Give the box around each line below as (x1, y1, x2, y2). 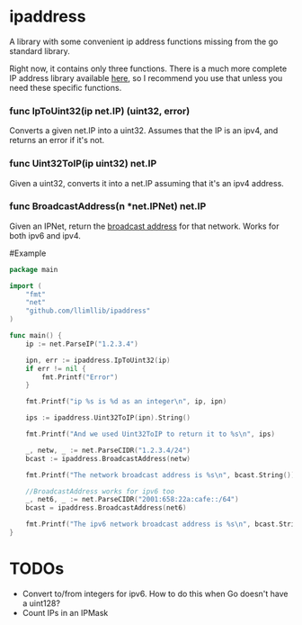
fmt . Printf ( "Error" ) (41, 372, 119, 382)
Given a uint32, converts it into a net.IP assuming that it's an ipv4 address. (9, 177, 285, 188)
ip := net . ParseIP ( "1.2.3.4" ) (25, 340, 139, 349)
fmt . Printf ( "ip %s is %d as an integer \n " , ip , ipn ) (25, 397, 227, 406)
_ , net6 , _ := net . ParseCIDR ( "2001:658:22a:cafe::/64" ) (25, 495, 240, 504)
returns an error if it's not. (9, 135, 105, 146)
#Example (9, 248, 47, 258)
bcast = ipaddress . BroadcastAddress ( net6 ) (25, 503, 187, 512)
